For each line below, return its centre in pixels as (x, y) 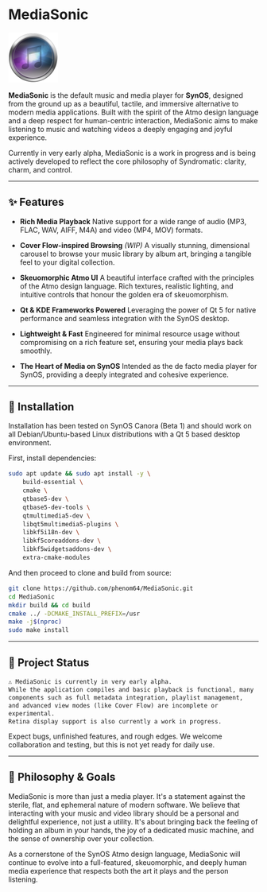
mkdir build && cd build (49, 605)
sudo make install (39, 630)
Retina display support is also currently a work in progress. (115, 722)
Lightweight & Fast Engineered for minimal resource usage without (130, 334)
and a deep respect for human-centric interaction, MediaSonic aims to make (133, 120)
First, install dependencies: (52, 458)
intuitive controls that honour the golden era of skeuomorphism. (124, 294)
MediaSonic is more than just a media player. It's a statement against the (127, 796)
